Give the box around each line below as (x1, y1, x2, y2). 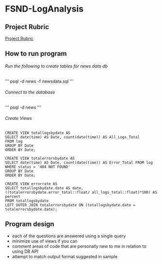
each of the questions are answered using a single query (12, 233, 126, 239)
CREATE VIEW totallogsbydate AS (5, 131, 70, 135)
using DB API (12, 248, 39, 254)
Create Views (5, 115, 32, 121)
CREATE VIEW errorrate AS (5, 181, 57, 186)
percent (5, 194, 21, 199)
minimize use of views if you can (12, 238, 78, 244)
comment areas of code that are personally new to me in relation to (12, 243, 146, 249)
